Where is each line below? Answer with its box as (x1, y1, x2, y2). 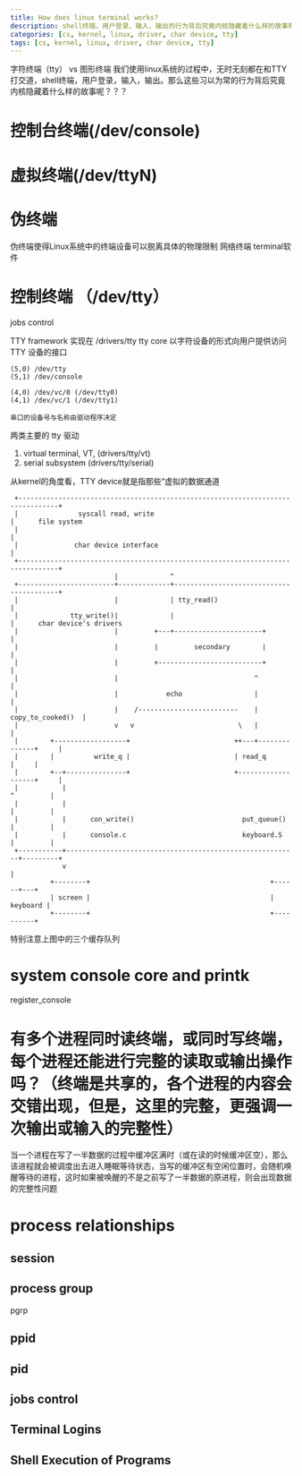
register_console (10, 994, 71, 1005)
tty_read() (178, 595, 219, 604)
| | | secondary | (13, 642, 267, 652)
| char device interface (13, 541, 159, 550)
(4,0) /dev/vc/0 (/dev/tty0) (10, 388, 119, 397)
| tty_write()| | (13, 610, 175, 620)
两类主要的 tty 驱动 (10, 430, 80, 440)
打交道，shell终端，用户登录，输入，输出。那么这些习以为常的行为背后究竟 (10, 75, 286, 86)
